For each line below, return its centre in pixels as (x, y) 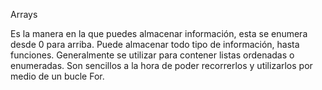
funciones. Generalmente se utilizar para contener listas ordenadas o (152, 55)
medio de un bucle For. (57, 76)
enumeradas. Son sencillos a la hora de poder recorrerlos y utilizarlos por (161, 65)
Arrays (24, 14)
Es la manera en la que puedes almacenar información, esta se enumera (159, 33)
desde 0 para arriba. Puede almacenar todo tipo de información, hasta (155, 44)
